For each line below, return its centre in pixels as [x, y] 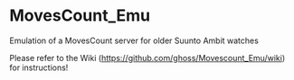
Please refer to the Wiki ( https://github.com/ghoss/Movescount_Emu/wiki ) [147, 58]
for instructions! [39, 67]
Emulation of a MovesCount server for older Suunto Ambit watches [134, 40]
